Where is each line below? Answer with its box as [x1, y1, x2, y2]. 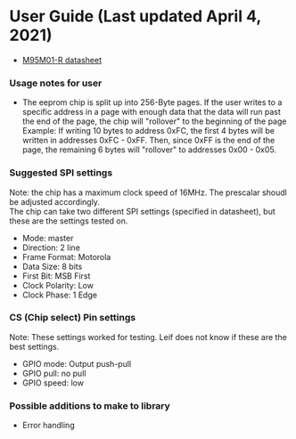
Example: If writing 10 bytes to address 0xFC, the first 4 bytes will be [21, 126, 275, 136]
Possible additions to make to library [9, 399, 171, 411]
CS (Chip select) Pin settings [9, 312, 136, 324]
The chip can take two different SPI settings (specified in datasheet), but [9, 206, 276, 216]
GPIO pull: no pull [21, 368, 86, 378]
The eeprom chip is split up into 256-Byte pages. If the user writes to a [21, 97, 283, 108]
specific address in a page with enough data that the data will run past [21, 107, 281, 118]
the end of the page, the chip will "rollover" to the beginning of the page [21, 116, 287, 126]
